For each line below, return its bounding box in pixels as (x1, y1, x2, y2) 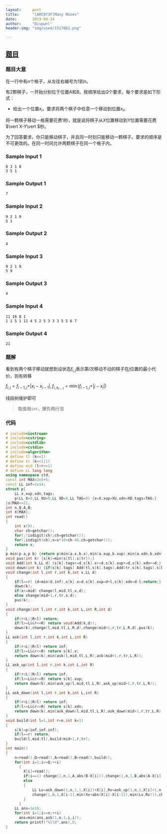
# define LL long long (5, 468, 53, 473)
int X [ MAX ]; (5, 510, 30, 515)
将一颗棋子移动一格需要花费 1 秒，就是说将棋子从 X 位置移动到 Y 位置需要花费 (5, 117, 157, 123)
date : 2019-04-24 (5, 16, 55, 21)
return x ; (14, 542, 35, 547)
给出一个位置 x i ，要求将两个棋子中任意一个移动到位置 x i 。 (12, 106, 128, 113)
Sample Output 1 (5, 180, 46, 187)
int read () (5, 514, 28, 519)
